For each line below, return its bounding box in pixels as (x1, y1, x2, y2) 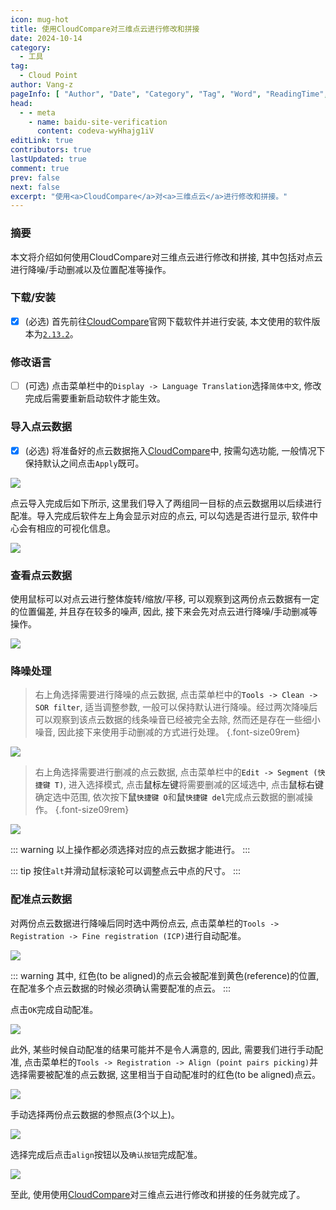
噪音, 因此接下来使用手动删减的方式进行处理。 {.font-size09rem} (34, 726, 301, 738)
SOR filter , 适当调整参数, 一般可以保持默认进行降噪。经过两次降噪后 (34, 701, 318, 713)
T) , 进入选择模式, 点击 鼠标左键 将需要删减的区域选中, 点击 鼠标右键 (54, 779, 324, 791)
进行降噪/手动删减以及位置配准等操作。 (10, 263, 172, 275)
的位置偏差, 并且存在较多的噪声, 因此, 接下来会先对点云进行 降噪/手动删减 (10, 605, 309, 617)
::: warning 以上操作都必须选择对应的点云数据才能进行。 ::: (10, 844, 251, 856)
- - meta (19, 107, 56, 118)
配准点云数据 (10, 892, 73, 906)
